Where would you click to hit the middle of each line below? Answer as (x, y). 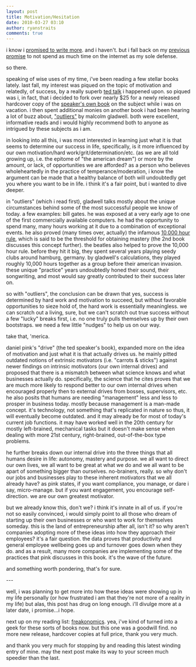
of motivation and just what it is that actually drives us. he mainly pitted (92, 354)
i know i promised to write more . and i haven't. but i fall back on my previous (98, 50)
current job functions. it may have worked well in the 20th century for (90, 422)
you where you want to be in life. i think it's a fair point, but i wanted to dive (97, 184)
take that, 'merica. (28, 336)
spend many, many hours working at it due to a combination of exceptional (96, 226)
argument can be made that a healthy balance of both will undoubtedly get (96, 178)
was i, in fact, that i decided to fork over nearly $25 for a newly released (93, 98)
